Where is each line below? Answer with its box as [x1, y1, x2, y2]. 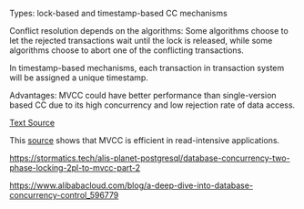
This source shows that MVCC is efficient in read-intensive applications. [9, 135, 280, 145]
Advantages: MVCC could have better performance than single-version [9, 90, 277, 100]
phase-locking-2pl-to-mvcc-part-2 [9, 162, 141, 172]
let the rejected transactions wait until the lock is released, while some [9, 36, 273, 46]
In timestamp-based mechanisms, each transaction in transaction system [9, 63, 285, 73]
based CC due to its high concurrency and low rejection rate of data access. [9, 99, 296, 110]
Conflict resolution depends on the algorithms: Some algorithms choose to [9, 26, 289, 36]
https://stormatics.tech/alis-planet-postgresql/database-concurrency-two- [9, 152, 290, 163]
